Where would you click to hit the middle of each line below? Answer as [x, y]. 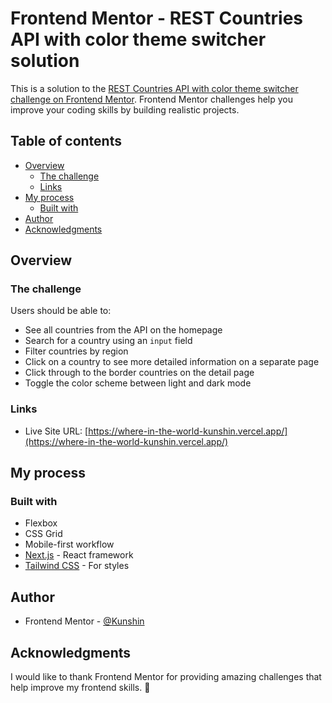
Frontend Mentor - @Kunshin [84, 621]
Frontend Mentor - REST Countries [157, 18]
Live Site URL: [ [56, 431]
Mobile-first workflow [69, 544]
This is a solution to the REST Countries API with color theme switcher [154, 88]
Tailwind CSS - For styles [77, 566]
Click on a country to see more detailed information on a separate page [172, 362]
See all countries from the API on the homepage [123, 330]
